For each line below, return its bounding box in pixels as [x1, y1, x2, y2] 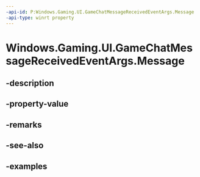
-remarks [5, 120, 42, 130]
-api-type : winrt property [5, 15, 74, 21]
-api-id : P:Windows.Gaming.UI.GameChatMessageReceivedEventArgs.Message [5, 9, 195, 15]
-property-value [5, 99, 69, 109]
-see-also [5, 140, 44, 151]
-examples [5, 161, 48, 172]
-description [5, 78, 54, 88]
